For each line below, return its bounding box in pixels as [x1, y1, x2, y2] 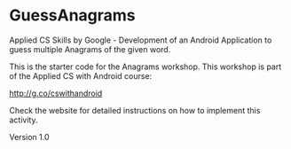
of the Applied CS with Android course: [9, 70, 153, 81]
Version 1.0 [9, 131, 50, 142]
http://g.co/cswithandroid [9, 88, 103, 98]
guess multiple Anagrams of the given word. [9, 43, 171, 54]
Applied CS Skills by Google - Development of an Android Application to [9, 35, 272, 45]
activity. [9, 114, 38, 125]
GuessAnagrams [9, 5, 136, 26]
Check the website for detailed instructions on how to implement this [9, 105, 261, 115]
